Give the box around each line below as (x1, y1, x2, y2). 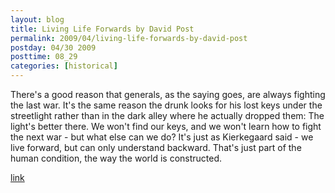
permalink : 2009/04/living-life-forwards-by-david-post (10, 33, 248, 43)
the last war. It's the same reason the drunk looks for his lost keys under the (10, 99, 323, 111)
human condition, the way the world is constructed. (10, 152, 223, 164)
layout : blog (10, 14, 65, 25)
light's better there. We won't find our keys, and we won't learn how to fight (10, 121, 322, 132)
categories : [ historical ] (10, 61, 118, 71)
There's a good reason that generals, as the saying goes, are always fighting (10, 89, 326, 100)
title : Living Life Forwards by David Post (10, 24, 195, 34)
